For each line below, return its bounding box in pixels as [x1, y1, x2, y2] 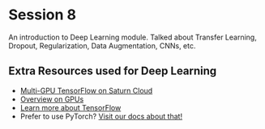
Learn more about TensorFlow [19, 102, 122, 112]
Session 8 [8, 6, 77, 24]
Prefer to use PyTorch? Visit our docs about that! [19, 111, 183, 121]
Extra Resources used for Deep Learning [8, 64, 217, 78]
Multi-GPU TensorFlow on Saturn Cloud [19, 85, 153, 95]
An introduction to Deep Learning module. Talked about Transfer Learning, [8, 32, 257, 42]
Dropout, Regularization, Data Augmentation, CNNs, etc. [8, 40, 196, 50]
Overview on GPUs [19, 94, 84, 104]
